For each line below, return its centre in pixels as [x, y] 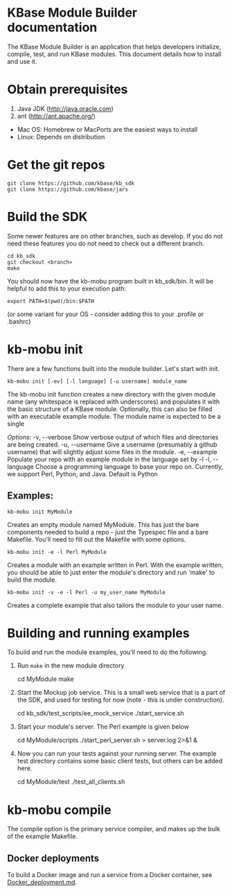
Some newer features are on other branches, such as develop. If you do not [115, 236]
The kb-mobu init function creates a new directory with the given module [111, 394]
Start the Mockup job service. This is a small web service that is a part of [121, 693]
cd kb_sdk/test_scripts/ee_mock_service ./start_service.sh [101, 713]
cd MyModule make [45, 679]
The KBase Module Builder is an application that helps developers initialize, [114, 46]
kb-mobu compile [60, 810]
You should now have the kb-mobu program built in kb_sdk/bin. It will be [110, 281]
